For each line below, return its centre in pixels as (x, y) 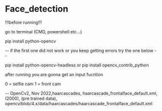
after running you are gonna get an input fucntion (54, 74)
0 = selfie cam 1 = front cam (33, 84)
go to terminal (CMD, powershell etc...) (44, 32)
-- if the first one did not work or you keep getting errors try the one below (79, 50)
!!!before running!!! (23, 22)
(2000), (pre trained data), (31, 98)
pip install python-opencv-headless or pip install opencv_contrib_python (77, 65)
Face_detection (37, 9)
